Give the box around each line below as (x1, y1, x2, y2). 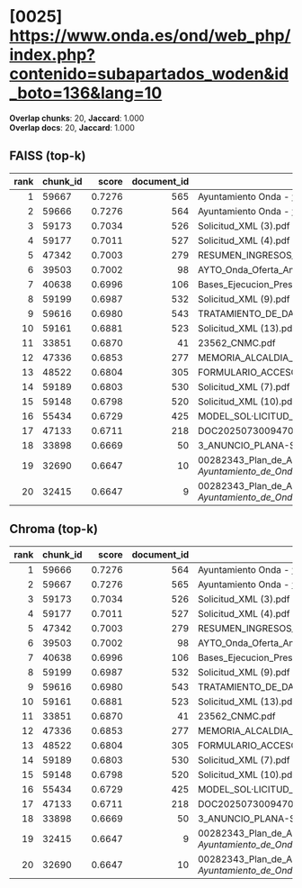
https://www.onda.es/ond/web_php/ (9, 25, 291, 46)
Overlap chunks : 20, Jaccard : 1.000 (9, 113, 145, 123)
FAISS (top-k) (9, 149, 86, 164)
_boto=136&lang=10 (9, 83, 163, 104)
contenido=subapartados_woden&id (9, 64, 289, 85)
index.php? (9, 45, 96, 65)
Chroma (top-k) (9, 521, 99, 537)
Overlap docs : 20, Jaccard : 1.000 (9, 122, 135, 132)
